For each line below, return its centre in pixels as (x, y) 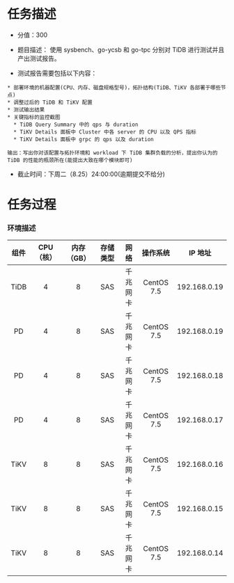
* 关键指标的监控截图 (34, 117)
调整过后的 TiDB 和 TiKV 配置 (53, 102)
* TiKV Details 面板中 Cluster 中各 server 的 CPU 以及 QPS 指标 (105, 132)
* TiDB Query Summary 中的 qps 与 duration (76, 125)
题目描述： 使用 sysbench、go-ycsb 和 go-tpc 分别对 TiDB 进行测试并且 (121, 49)
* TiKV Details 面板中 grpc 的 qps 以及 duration (84, 139)
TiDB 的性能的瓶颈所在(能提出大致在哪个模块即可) (70, 160)
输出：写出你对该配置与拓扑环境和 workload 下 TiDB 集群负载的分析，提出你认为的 (112, 153)
